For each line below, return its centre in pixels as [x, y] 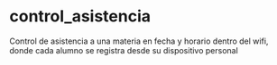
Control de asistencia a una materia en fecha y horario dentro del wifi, [139, 41]
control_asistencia [80, 16]
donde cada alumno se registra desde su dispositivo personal [124, 50]
